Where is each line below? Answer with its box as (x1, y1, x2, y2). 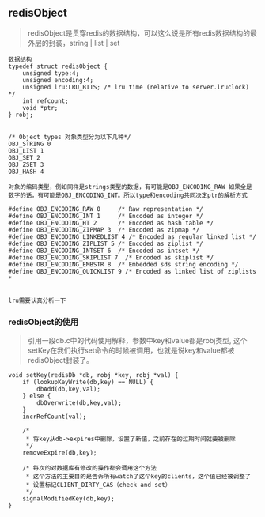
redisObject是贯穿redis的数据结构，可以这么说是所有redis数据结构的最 (27, 28, 257, 38)
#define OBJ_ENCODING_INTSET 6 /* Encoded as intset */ (8, 247, 200, 255)
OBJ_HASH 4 (8, 168, 44, 175)
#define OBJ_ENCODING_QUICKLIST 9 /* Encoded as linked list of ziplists (8, 267, 257, 275)
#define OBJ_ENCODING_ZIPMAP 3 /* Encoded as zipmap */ (8, 225, 200, 234)
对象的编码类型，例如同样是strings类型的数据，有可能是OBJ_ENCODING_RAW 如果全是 (8, 183, 252, 191)
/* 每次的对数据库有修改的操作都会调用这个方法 (22, 464, 157, 473)
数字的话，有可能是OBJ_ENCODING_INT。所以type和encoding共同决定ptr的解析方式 (8, 191, 248, 199)
